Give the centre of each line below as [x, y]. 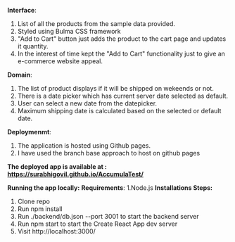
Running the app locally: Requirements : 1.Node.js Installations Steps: [110, 188]
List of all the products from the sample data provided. [96, 24]
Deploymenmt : [29, 132]
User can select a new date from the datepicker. [87, 103]
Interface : [22, 10]
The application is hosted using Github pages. [84, 146]
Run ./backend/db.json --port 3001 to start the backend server [108, 216]
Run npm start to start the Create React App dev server [97, 224]
